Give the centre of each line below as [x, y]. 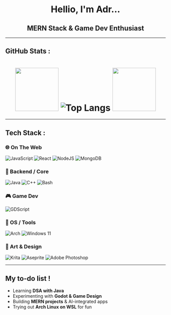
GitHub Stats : [28, 51]
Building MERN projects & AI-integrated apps [60, 302]
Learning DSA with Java [38, 291]
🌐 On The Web [24, 147]
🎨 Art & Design [24, 246]
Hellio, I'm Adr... [85, 9]
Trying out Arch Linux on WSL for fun [52, 307]
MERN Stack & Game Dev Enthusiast [85, 28]
